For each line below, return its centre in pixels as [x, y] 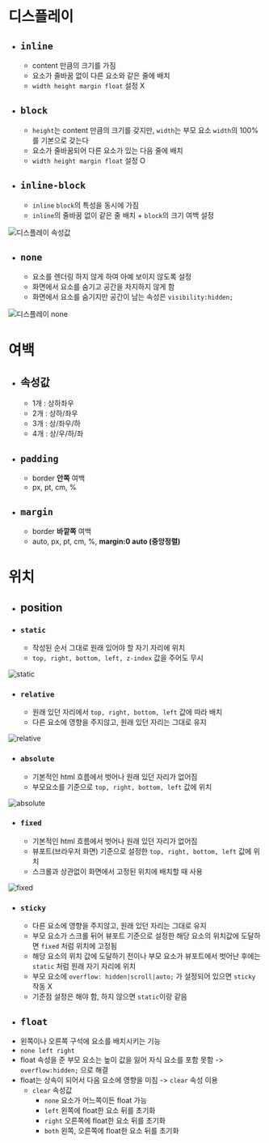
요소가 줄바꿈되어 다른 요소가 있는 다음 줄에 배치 [107, 150]
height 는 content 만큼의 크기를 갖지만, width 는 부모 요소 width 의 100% [145, 130]
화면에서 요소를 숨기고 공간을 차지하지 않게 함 [103, 287]
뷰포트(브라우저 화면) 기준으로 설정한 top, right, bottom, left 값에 [142, 851]
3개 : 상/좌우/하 [56, 424]
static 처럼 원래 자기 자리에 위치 [84, 966]
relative [37, 694]
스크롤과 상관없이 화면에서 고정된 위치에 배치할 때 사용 [118, 871]
